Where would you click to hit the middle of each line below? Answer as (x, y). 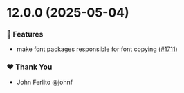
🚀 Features (25, 34)
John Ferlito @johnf (45, 82)
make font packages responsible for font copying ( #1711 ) (97, 49)
